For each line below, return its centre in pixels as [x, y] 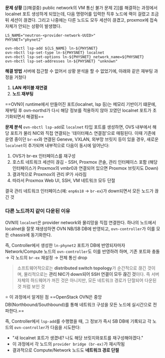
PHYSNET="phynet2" [24, 40]
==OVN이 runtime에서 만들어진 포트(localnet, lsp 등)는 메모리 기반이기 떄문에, [81, 104]
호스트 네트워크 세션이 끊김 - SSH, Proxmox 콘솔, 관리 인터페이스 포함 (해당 [85, 162]
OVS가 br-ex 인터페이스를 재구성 [44, 156]
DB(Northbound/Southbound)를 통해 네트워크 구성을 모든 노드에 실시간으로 [78, 305]
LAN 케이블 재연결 [30, 88]
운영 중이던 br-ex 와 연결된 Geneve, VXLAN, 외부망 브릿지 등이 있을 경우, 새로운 [82, 139]
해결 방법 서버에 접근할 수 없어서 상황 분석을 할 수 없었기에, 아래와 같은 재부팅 [79, 71]
